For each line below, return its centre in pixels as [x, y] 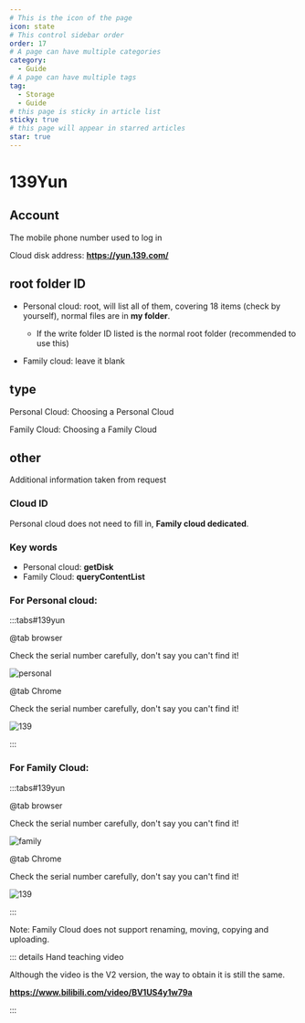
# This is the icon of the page [71, 18]
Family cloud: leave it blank [74, 361]
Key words [33, 547]
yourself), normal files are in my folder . [96, 315]
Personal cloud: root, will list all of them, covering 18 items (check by [152, 306]
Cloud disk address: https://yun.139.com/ [89, 255]
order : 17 [28, 43]
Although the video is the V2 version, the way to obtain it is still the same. [147, 975]
